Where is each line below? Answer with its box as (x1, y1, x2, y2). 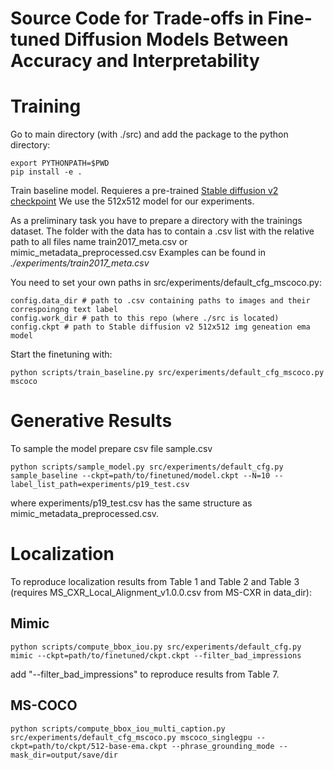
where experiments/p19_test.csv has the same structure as (10, 497, 253, 509)
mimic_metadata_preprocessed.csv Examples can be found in (10, 247, 266, 259)
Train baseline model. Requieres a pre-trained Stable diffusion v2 (10, 185, 279, 197)
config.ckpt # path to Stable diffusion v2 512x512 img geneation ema (10, 322, 311, 332)
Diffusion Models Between (64, 28, 289, 51)
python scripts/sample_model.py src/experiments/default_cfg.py (10, 462, 284, 472)
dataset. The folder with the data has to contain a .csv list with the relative (10, 225, 315, 237)
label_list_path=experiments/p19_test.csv (10, 480, 190, 490)
